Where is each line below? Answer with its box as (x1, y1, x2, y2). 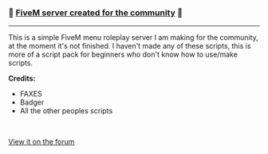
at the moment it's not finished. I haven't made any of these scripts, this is (8, 41, 251, 51)
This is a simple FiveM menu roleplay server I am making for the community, (8, 33, 259, 42)
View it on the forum (8, 137, 75, 147)
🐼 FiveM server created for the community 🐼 (8, 7, 183, 18)
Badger (19, 97, 45, 107)
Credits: (8, 73, 36, 83)
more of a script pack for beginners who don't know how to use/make (8, 49, 238, 59)
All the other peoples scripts (19, 106, 113, 116)
